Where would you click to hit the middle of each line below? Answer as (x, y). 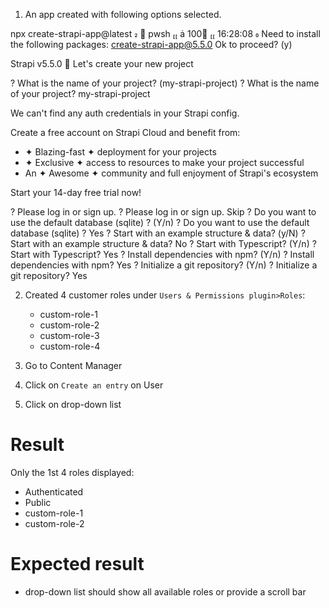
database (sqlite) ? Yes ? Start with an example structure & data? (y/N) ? (158, 233)
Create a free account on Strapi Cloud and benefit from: (125, 132)
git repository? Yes (49, 275)
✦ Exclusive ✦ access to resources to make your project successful (164, 162)
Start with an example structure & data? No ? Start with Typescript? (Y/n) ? (163, 243)
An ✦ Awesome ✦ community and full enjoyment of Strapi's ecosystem (171, 173)
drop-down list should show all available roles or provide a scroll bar (165, 591)
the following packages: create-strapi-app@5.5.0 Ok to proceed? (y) (151, 44)
